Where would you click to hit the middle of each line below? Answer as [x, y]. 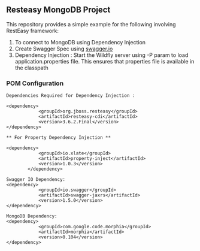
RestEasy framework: [32, 31]
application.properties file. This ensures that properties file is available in [104, 61]
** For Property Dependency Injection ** [59, 138]
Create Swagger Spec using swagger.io [64, 49]
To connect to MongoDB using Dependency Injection [80, 42]
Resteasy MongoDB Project [58, 10]
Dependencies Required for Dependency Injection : [71, 96]
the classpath [32, 68]
